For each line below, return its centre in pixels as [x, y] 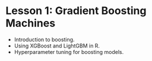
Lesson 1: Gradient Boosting [76, 11]
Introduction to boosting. [44, 39]
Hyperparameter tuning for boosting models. [69, 52]
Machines [31, 23]
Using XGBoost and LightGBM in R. [57, 46]
